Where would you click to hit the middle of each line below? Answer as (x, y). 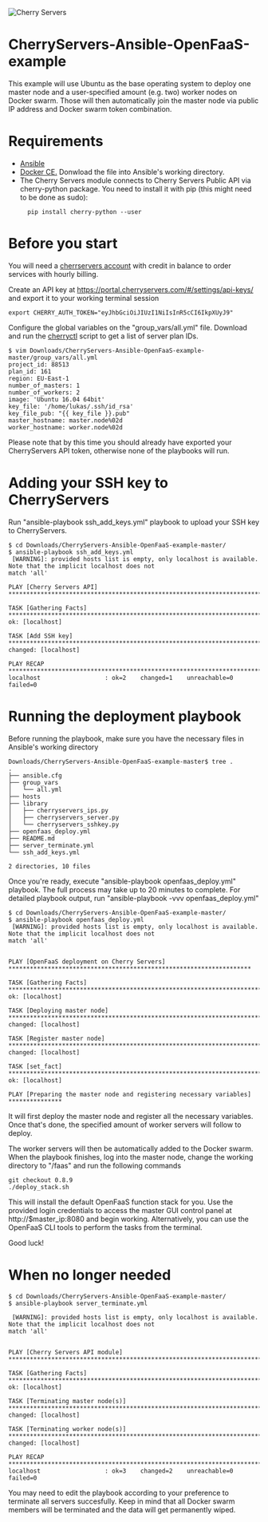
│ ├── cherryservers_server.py (64, 817)
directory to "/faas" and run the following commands (95, 1165)
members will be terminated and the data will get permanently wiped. (122, 1509)
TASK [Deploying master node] (59, 1010)
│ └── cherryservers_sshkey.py (64, 824)
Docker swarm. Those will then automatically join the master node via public (134, 101)
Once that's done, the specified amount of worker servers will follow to (125, 1125)
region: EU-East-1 (39, 378)
